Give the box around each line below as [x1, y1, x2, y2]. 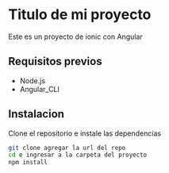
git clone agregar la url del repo [8, 144, 126, 152]
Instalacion [8, 107, 65, 121]
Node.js [19, 75, 46, 85]
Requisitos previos [8, 55, 102, 68]
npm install [8, 159, 48, 167]
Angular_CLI [19, 84, 60, 94]
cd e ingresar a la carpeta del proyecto [8, 151, 148, 160]
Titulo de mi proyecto [8, 6, 152, 24]
